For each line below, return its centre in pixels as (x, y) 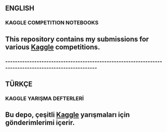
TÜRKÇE (19, 84)
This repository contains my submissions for (77, 39)
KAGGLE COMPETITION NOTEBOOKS (52, 23)
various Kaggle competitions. (53, 47)
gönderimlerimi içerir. (40, 123)
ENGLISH (20, 8)
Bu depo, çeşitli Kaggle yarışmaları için (68, 115)
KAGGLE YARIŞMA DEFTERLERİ (45, 98)
